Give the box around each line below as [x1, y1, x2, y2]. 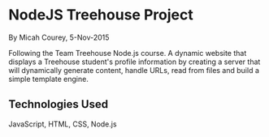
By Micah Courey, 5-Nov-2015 [8, 32, 110, 42]
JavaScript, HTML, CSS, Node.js [8, 119, 117, 129]
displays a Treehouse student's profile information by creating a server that [8, 57, 261, 66]
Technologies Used [8, 97, 108, 111]
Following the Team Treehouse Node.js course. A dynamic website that [8, 48, 247, 58]
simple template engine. [8, 74, 89, 83]
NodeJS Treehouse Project [8, 6, 193, 24]
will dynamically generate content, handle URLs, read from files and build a [8, 65, 260, 75]
